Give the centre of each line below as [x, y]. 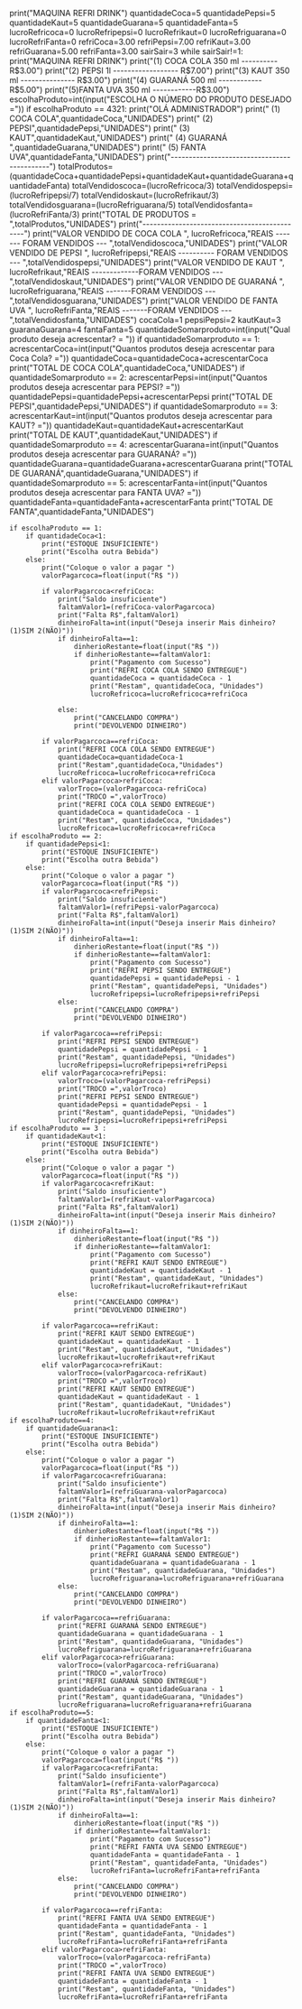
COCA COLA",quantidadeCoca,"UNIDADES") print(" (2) [111, 118]
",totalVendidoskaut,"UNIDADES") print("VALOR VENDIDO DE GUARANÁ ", [147, 282]
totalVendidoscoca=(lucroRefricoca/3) [143, 185]
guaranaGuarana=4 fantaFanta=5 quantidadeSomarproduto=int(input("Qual [150, 329]
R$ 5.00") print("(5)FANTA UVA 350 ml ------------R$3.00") [119, 90]
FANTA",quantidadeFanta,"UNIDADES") [82, 512]
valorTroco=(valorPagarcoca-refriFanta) [134, 1958]
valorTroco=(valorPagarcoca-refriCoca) [132, 789]
